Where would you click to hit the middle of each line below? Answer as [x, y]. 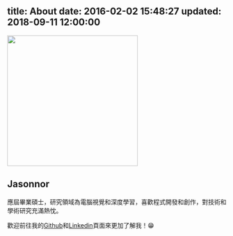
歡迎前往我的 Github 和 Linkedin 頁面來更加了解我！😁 [81, 225]
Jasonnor [29, 184]
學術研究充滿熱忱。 [35, 210]
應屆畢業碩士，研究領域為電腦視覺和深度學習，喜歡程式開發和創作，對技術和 [117, 202]
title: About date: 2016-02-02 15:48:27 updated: [114, 11]
